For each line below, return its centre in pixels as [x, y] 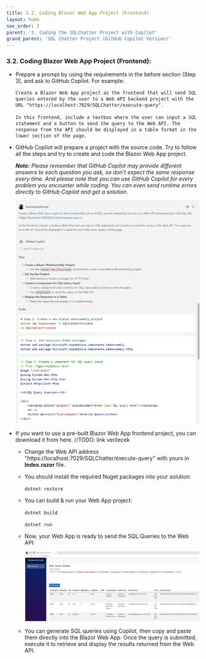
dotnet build [41, 513]
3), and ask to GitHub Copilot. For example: [70, 81]
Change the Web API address [62, 451]
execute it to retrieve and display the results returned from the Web [109, 644]
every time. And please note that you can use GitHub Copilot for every [104, 179]
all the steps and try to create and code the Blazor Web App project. [101, 154]
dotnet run [38, 524]
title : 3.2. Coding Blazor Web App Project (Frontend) [78, 13]
